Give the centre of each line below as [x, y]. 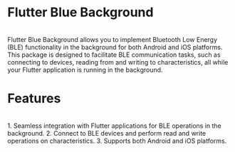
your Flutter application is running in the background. [85, 70]
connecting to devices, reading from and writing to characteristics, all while [118, 62]
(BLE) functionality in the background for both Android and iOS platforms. [115, 47]
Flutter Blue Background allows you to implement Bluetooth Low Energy [113, 39]
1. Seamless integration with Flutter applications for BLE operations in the [115, 126]
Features [34, 98]
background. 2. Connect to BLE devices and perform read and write [107, 133]
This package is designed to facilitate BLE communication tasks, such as [114, 55]
